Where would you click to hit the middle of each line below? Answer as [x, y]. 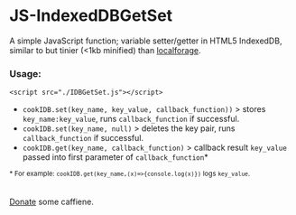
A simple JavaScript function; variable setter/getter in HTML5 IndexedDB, [146, 41]
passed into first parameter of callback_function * [116, 157]
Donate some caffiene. [52, 202]
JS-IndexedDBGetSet [91, 16]
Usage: [26, 73]
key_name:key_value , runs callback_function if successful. [131, 119]
